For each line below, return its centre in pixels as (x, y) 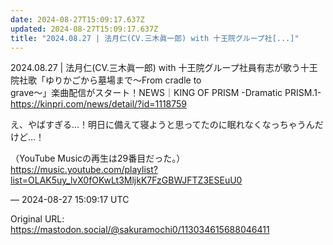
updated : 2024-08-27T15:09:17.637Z (84, 29)
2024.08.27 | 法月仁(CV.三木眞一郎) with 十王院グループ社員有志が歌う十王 (164, 68)
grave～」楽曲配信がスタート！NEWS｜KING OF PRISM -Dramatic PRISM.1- (166, 93)
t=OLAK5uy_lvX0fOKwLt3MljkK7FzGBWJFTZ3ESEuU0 (131, 180)
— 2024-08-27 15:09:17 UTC (70, 200)
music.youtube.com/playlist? (98, 170)
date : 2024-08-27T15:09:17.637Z (77, 19)
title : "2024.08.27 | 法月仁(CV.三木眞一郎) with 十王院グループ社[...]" (155, 38)
